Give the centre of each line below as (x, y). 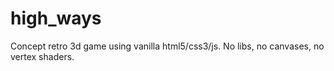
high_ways (56, 18)
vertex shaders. (42, 56)
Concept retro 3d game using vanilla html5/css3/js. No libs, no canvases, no (167, 46)
